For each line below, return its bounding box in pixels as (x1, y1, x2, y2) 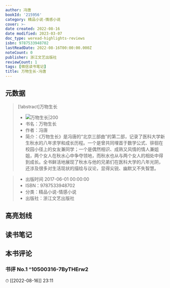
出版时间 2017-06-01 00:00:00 (25, 176, 90, 182)
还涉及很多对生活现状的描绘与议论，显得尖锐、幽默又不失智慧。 (25, 165, 159, 171)
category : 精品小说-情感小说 (5, 17, 61, 22)
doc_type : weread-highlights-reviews (5, 36, 85, 41)
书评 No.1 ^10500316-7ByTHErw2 (5, 266, 89, 273)
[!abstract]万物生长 (17, 103, 58, 109)
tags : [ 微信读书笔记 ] (5, 64, 47, 69)
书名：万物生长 (25, 121, 57, 127)
